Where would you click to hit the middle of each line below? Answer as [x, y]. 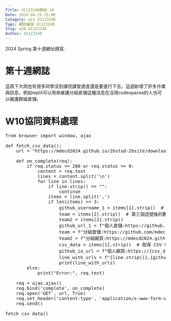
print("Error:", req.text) [71, 273]
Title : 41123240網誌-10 [30, 10]
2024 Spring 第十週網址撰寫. [35, 49]
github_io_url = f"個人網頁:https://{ [105, 251]
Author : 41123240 [24, 34]
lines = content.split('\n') [74, 176]
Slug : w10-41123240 [26, 29]
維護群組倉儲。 [25, 99]
